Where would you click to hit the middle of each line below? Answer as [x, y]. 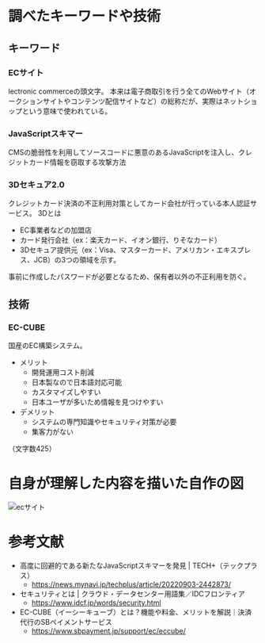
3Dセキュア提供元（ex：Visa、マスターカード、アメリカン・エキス [128, 250]
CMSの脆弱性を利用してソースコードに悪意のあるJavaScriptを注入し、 [123, 152]
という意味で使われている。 [67, 111]
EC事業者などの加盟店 [56, 230]
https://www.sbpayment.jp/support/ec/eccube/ [108, 631]
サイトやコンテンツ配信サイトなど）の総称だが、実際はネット [143, 101]
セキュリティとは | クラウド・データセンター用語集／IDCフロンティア [132, 594]
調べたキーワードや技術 [85, 16]
